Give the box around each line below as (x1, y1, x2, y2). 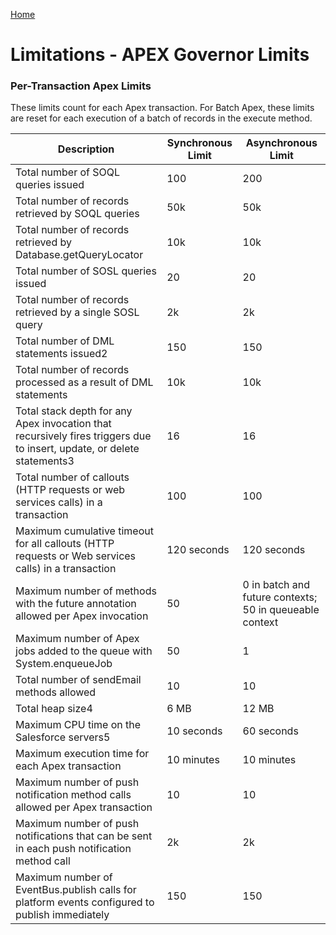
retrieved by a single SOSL (15, 305, 140, 319)
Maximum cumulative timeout (15, 524, 154, 538)
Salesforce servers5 (15, 730, 111, 744)
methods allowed (15, 685, 97, 699)
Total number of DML (15, 334, 115, 348)
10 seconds (166, 724, 223, 738)
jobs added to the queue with (15, 644, 153, 658)
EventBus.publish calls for (15, 883, 137, 897)
